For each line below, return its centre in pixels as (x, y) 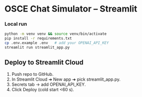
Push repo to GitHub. (32, 74)
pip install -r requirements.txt (38, 39)
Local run (16, 24)
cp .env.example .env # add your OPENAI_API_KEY (57, 43)
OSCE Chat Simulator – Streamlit (71, 9)
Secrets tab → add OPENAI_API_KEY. (48, 84)
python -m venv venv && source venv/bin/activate (56, 34)
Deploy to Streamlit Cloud (44, 62)
